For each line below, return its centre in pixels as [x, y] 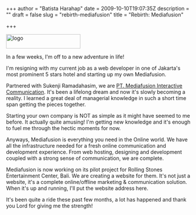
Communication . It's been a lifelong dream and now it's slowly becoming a [96, 92]
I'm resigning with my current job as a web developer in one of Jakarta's [93, 68]
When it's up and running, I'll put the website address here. [77, 188]
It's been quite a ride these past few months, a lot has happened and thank [96, 199]
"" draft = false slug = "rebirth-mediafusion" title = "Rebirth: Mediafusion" [95, 15]
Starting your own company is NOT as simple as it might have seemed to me [98, 116]
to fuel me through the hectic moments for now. [63, 128]
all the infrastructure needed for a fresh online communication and [86, 146]
